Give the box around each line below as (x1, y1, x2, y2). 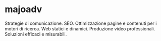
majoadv (5, 4, 42, 15)
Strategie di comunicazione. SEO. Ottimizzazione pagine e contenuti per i (5, 20, 157, 26)
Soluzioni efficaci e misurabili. (5, 31, 67, 37)
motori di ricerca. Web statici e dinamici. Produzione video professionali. (5, 25, 155, 31)
